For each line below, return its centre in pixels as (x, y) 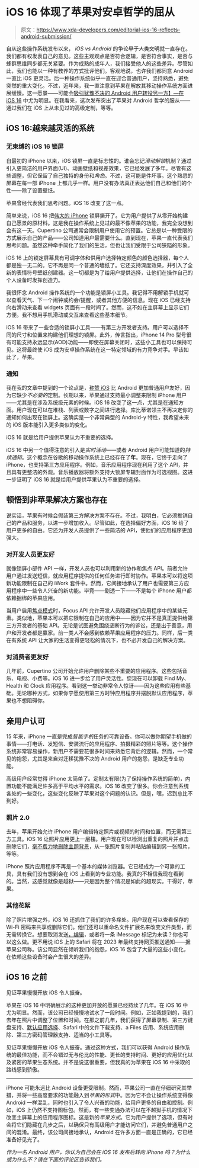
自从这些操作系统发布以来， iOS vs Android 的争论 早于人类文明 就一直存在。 (99, 49)
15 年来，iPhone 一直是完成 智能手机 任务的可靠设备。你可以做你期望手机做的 (99, 737)
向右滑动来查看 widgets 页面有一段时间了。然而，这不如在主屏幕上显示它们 (98, 307)
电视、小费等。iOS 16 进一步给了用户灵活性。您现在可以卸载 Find (96, 678)
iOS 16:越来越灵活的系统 (50, 128)
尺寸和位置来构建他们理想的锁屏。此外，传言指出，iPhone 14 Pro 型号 (101, 335)
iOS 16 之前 (27, 977)
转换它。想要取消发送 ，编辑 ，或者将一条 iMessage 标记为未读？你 (97, 934)
